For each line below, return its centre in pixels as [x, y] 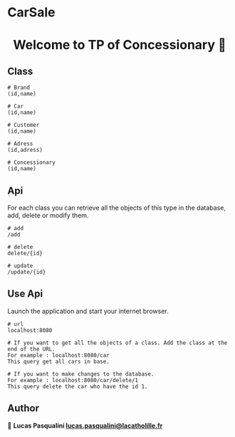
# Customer [23, 125]
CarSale [31, 12]
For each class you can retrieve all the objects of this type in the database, [117, 208]
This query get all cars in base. [59, 361]
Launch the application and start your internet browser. [88, 311]
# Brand [19, 88]
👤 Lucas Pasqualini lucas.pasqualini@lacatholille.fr [85, 426]
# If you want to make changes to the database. [81, 374]
